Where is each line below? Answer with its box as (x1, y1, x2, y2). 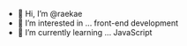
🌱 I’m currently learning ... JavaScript (17, 27, 153, 37)
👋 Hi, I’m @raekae (17, 9, 83, 19)
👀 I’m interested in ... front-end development (17, 18, 179, 28)
